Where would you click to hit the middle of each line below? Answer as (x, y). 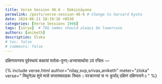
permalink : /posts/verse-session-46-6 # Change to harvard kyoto (74, 14)
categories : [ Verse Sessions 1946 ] (42, 23)
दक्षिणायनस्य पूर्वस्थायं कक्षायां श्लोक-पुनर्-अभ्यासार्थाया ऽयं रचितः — (57, 60)
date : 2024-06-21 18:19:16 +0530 (40, 19)
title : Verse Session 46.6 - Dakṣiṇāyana (48, 10)
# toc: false (19, 42)
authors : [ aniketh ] (25, 33)
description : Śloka (25, 38)
